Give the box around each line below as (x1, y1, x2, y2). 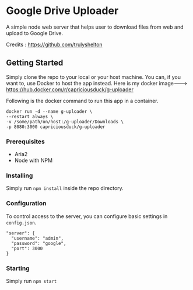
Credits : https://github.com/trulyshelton (6, 41, 103, 48)
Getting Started (6, 58, 64, 68)
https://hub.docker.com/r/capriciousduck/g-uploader (6, 86, 134, 93)
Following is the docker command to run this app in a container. (6, 97, 159, 104)
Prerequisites (6, 137, 45, 146)
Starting (6, 264, 30, 272)
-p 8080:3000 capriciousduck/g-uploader (6, 124, 106, 130)
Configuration (6, 199, 47, 208)
